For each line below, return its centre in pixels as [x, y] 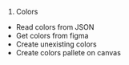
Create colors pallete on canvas [69, 53]
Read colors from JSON [55, 27]
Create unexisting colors [56, 44]
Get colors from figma [52, 36]
